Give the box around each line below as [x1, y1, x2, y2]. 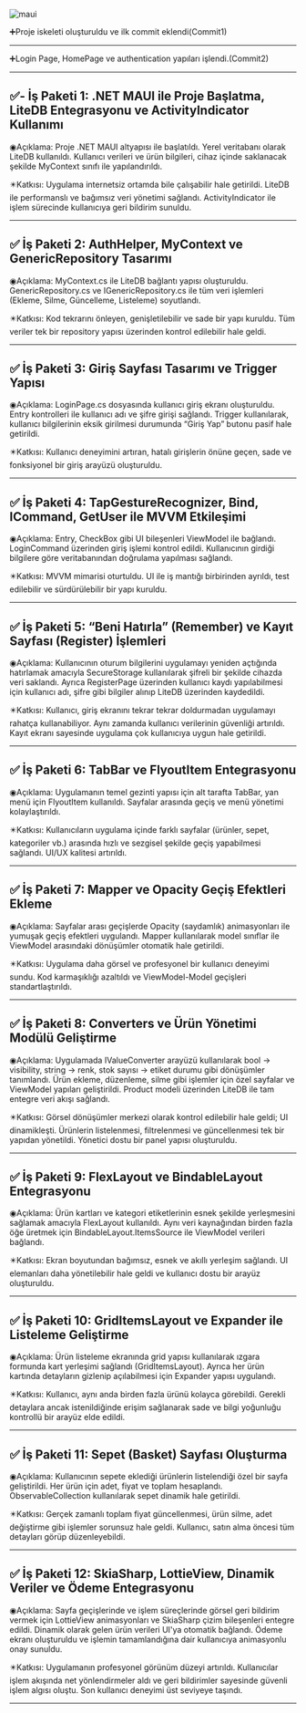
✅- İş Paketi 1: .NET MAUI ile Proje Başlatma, [9, 88, 265, 104]
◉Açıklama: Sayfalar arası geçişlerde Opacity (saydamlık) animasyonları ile [9, 920, 291, 931]
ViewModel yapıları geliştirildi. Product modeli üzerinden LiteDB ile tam [9, 1084, 275, 1095]
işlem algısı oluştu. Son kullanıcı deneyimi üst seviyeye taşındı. [9, 1684, 243, 1696]
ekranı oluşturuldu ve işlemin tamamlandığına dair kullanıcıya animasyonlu [9, 1634, 287, 1645]
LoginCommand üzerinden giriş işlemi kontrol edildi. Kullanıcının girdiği [9, 543, 275, 554]
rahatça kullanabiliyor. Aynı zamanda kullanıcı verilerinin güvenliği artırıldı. [9, 718, 285, 729]
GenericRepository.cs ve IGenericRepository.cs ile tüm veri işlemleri [9, 285, 264, 296]
